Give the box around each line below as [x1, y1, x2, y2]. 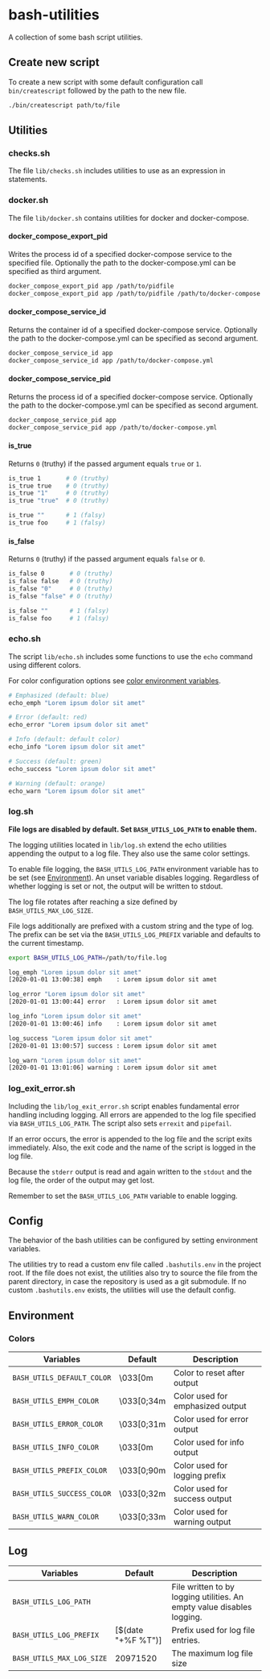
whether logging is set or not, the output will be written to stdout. [8, 881, 223, 891]
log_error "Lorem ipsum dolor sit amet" [8, 990, 146, 998]
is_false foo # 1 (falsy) [8, 614, 110, 622]
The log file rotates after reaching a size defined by [8, 897, 178, 906]
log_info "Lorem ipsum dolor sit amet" [8, 1013, 142, 1021]
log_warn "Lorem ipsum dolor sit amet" [8, 1056, 142, 1064]
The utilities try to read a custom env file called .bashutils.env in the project [8, 1259, 262, 1270]
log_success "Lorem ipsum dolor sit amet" [8, 1034, 153, 1043]
